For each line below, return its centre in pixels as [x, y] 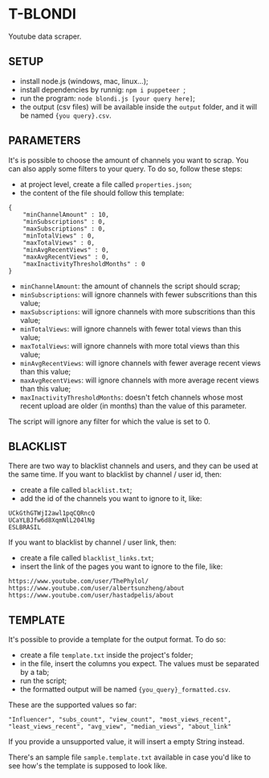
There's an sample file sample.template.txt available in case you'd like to [130, 757]
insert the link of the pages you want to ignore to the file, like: [121, 567]
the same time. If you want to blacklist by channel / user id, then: [115, 474]
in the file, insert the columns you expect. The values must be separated [139, 664]
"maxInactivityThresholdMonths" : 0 [84, 264]
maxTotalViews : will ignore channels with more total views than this [130, 346]
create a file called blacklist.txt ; [76, 490]
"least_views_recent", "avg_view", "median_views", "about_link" [120, 727]
